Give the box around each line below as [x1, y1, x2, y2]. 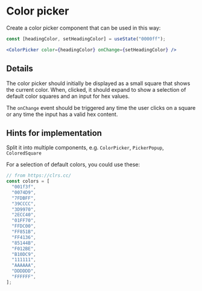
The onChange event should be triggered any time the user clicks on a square [6, 104, 196, 111]
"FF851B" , [11, 229, 36, 235]
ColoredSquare [6, 150, 42, 156]
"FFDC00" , [11, 223, 36, 229]
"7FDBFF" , [11, 195, 36, 201]
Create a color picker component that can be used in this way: [6, 24, 161, 31]
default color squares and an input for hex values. [6, 92, 130, 100]
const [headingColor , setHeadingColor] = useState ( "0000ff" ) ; [6, 36, 166, 42]
